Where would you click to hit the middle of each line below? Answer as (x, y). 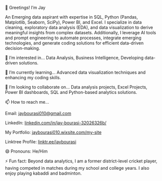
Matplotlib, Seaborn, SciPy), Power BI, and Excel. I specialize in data (73, 22)
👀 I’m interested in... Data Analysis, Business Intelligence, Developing (74, 58)
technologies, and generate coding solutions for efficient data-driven (74, 43)
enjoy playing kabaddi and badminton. (43, 173)
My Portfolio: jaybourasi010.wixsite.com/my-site (53, 132)
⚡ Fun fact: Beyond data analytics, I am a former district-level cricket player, (81, 161)
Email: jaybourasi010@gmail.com (38, 113)
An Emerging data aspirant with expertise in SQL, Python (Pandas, (71, 17)
